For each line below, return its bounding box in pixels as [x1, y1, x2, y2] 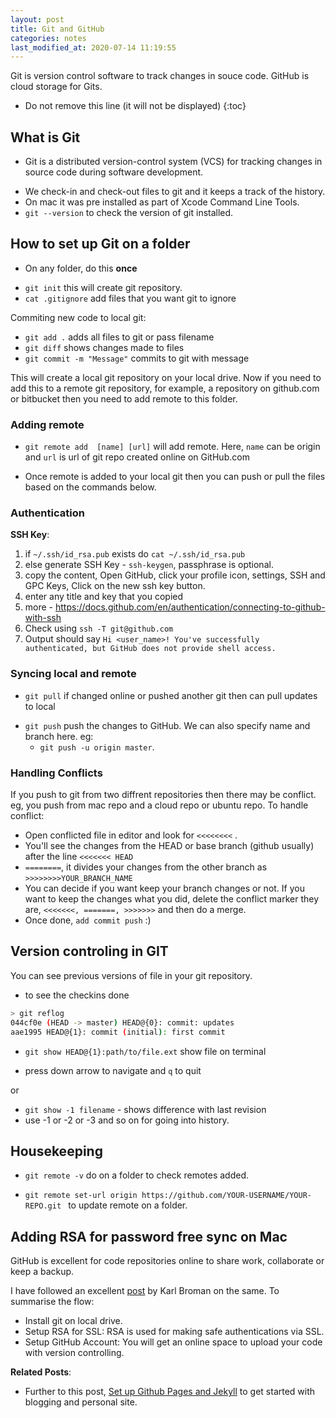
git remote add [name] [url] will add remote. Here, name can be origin [24, 441, 321, 453]
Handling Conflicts [10, 766, 103, 780]
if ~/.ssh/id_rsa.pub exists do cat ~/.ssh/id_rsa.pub [24, 548, 246, 560]
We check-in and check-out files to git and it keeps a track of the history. [24, 186, 326, 198]
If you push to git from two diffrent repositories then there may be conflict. [10, 789, 317, 801]
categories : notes [10, 33, 87, 43]
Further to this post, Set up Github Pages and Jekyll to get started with [24, 1386, 316, 1398]
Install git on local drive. [24, 1315, 123, 1327]
